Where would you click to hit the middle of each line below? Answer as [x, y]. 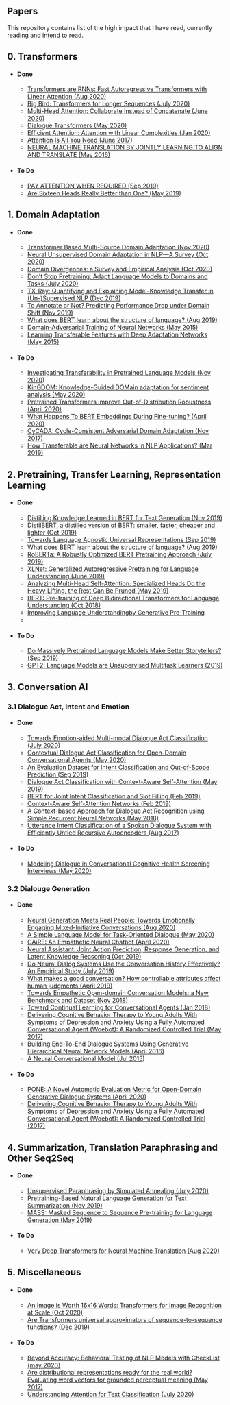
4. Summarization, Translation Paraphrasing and [112, 1147]
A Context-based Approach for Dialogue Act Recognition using [116, 811]
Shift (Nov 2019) [50, 313]
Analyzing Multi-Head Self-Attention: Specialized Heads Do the [116, 583]
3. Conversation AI [48, 687]
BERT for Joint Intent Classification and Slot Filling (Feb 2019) [114, 796]
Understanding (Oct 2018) [64, 605]
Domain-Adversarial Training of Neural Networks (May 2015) [113, 328]
